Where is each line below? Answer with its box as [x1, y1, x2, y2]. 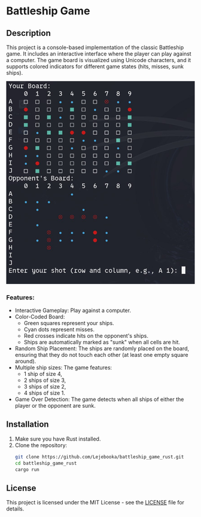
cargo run [14, 466, 40, 473]
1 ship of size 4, [23, 371, 63, 378]
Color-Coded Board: [14, 313, 65, 320]
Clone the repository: [14, 441, 68, 449]
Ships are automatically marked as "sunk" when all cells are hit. [23, 339, 181, 346]
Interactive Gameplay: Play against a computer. [14, 307, 132, 314]
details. [6, 505, 25, 512]
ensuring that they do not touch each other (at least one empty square [14, 351, 188, 359]
